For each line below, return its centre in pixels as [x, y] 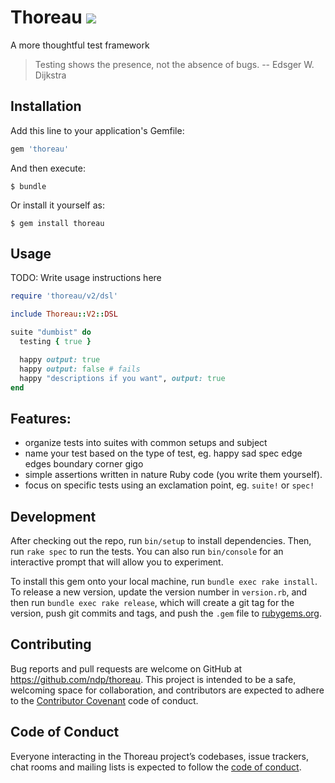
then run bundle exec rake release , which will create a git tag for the [152, 603]
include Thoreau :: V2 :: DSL [64, 314]
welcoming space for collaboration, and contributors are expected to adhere [167, 690]
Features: [41, 418]
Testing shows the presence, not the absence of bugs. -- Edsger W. [174, 64]
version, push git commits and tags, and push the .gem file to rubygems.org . [166, 613]
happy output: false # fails [80, 369]
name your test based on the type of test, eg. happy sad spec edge [163, 453]
